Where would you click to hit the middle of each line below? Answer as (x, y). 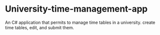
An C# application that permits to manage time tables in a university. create (80, 22)
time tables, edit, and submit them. (40, 27)
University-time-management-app (76, 9)
